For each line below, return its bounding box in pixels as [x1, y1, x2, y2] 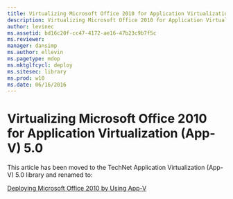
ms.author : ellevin [7, 49, 64, 56]
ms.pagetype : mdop [7, 55, 60, 62]
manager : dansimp [7, 42, 58, 49]
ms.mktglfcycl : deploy [7, 62, 73, 69]
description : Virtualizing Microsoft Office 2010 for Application [7, 17, 203, 24]
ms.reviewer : [7, 36, 45, 43]
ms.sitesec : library [7, 68, 67, 75]
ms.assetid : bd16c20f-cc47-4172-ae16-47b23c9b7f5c [7, 29, 157, 37]
